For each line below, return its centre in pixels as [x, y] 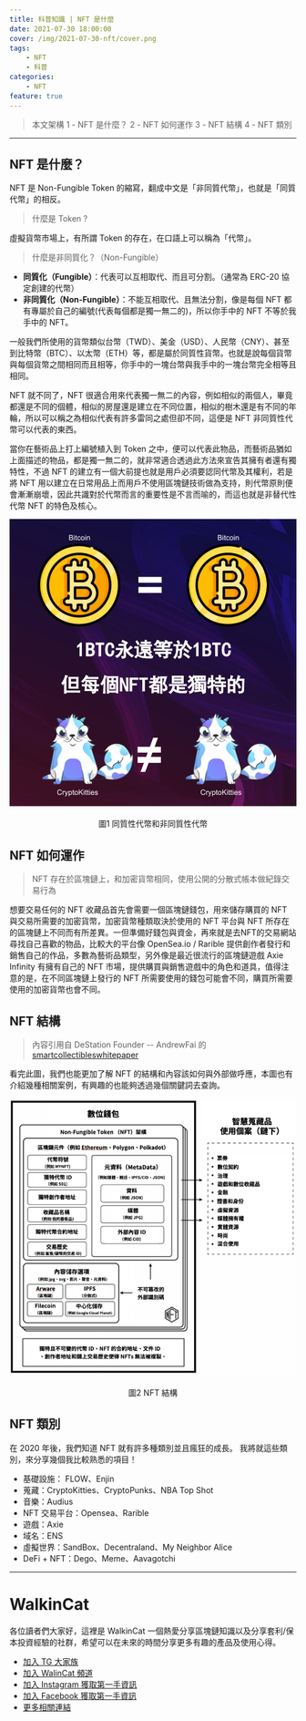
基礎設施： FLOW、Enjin [68, 1479]
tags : [20, 48]
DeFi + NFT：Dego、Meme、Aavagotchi [99, 1558]
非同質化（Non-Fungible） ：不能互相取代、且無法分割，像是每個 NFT [152, 300]
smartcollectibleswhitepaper [85, 1055]
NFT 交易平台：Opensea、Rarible [86, 1512]
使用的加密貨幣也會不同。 [57, 990]
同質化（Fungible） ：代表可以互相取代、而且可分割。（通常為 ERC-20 [151, 277]
